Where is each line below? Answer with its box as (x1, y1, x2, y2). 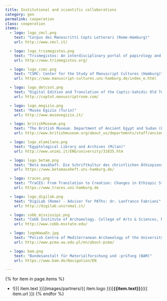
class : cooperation (5, 21, 46, 26)
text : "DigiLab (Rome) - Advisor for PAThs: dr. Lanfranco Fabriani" (14, 199, 162, 204)
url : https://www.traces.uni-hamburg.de (14, 185, 99, 190)
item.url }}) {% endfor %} (12, 291, 64, 297)
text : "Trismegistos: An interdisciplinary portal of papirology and (14, 53, 162, 58)
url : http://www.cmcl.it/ (14, 40, 68, 45)
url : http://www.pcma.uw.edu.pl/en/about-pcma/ (14, 239, 114, 245)
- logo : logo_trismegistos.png (9, 48, 75, 54)
